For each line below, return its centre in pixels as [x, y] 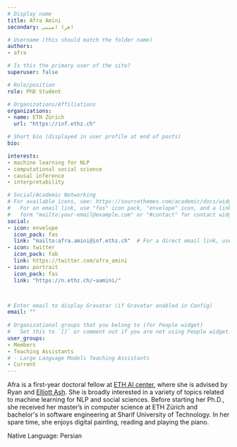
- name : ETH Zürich [36, 117]
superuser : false [33, 72]
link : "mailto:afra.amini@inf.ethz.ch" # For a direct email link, [116, 241]
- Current [22, 364]
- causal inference [36, 176]
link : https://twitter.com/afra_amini [71, 261]
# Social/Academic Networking [52, 195]
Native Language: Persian [45, 436]
